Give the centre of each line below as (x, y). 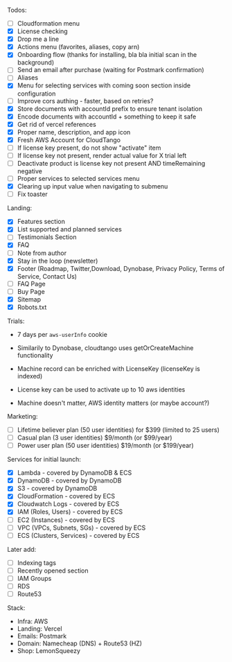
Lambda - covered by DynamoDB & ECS (74, 473)
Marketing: (23, 416)
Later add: (22, 549)
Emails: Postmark (42, 636)
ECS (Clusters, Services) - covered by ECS (78, 535)
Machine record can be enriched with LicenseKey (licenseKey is (109, 368)
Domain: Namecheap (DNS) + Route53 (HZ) (80, 643)
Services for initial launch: (44, 460)
